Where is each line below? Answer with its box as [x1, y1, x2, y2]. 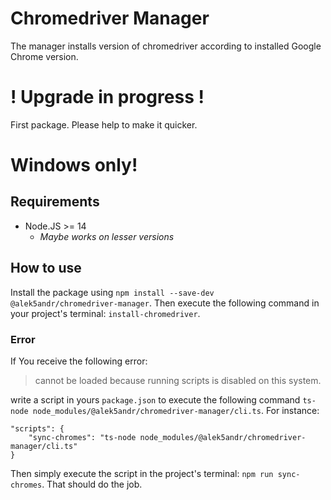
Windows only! [10, 154, 138, 177]
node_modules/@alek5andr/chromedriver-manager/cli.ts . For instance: [32, 404, 320, 416]
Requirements [10, 193, 100, 211]
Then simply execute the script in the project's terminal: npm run [10, 467, 274, 479]
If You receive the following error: [10, 355, 148, 367]
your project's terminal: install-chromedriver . [10, 307, 201, 319]
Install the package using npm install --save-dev [10, 286, 215, 298]
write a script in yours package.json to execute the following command [10, 393, 301, 406]
